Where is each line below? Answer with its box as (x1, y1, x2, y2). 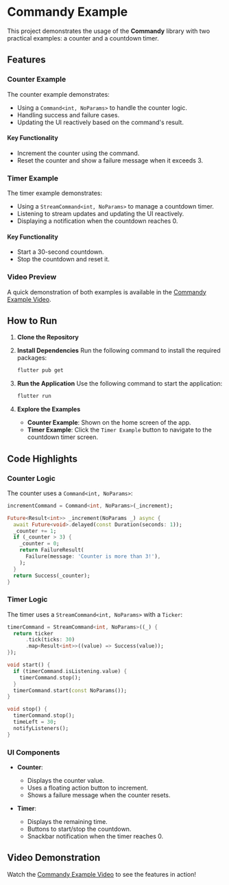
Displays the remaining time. (27, 817, 108, 825)
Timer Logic (7, 595, 48, 604)
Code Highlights (7, 453, 77, 464)
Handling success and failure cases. (16, 110, 120, 119)
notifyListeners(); (13, 724, 69, 731)
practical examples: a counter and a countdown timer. (7, 34, 159, 42)
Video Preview (7, 272, 57, 282)
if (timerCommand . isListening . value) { (13, 668, 128, 674)
